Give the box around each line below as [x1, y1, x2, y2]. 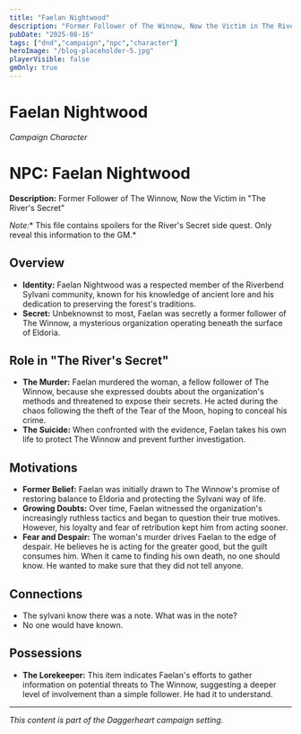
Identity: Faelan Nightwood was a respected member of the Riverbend [21, 279, 284, 290]
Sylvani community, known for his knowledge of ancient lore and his [21, 288, 275, 299]
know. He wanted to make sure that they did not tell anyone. [21, 561, 244, 571]
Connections [9, 586, 83, 602]
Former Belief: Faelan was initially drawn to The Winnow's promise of [21, 484, 280, 495]
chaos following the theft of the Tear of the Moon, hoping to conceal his [21, 405, 288, 416]
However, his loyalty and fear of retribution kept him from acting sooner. [21, 522, 288, 533]
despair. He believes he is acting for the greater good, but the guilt [21, 541, 268, 553]
